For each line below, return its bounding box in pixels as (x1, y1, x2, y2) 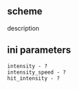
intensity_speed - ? (7, 69, 67, 76)
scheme (7, 6, 43, 17)
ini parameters (7, 44, 71, 56)
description (7, 24, 40, 32)
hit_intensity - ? (7, 74, 60, 82)
